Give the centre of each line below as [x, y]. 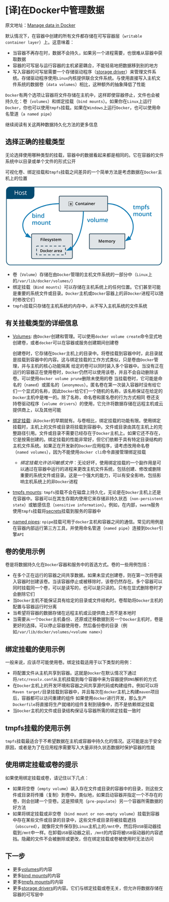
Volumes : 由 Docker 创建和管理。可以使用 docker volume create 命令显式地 [87, 336]
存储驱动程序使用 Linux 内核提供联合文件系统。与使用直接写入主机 [89, 78]
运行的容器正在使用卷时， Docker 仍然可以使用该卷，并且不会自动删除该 [85, 372]
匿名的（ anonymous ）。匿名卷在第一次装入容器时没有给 [101, 385]
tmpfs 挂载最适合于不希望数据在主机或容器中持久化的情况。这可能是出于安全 [83, 741]
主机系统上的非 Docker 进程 [51, 481]
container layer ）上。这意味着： [40, 42]
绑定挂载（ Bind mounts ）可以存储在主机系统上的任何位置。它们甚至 [82, 287]
